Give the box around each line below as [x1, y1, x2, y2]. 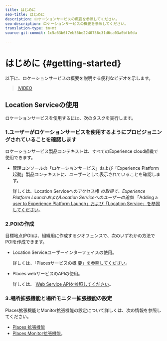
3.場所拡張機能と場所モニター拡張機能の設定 [5, 295, 112, 302]
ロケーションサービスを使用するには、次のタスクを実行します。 [5, 115, 136, 121]
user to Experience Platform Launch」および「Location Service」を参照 [12, 201, 161, 207]
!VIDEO [17, 85, 32, 91]
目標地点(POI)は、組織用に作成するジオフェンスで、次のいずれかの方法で [5, 232, 156, 239]
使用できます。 [5, 155, 36, 161]
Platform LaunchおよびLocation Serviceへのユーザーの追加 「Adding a [12, 195, 158, 201]
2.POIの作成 [5, 220, 34, 227]
